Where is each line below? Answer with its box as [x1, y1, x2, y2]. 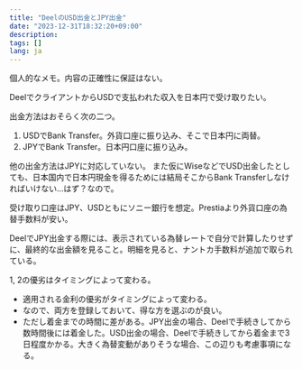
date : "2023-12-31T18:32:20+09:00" [9, 22, 143, 31]
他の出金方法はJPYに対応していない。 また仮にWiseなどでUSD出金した [9, 161, 275, 171]
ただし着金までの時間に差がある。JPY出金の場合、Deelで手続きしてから [22, 317, 291, 327]
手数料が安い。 [16, 214, 73, 225]
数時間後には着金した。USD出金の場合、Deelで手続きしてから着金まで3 [22, 327, 290, 338]
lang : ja [9, 47, 42, 56]
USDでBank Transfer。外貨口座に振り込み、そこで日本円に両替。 [22, 130, 266, 141]
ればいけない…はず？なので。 [9, 183, 119, 194]
